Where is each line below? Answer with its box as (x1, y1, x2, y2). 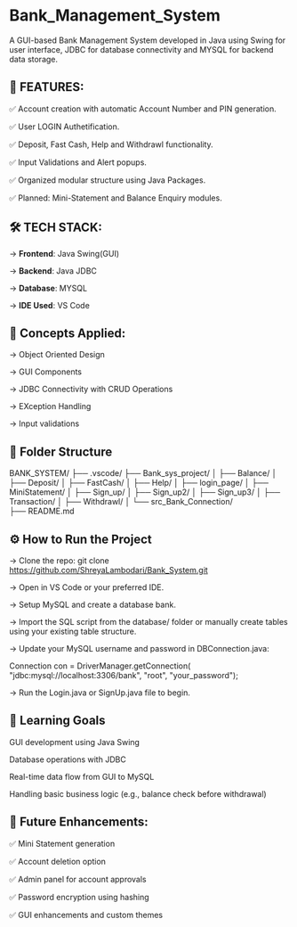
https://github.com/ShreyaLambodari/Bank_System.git (9, 565, 209, 575)
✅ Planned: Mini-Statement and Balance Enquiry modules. (9, 193, 222, 203)
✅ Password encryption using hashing (9, 891, 149, 902)
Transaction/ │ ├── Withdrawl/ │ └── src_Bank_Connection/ (9, 496, 233, 507)
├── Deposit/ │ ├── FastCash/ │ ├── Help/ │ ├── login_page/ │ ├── (9, 478, 269, 488)
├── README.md (9, 505, 75, 517)
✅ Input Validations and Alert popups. (9, 157, 147, 168)
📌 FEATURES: (9, 79, 84, 94)
